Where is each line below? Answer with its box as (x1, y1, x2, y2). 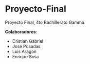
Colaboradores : (5, 29, 37, 34)
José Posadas (12, 43, 41, 49)
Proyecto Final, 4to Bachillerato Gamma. (5, 19, 86, 25)
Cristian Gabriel (12, 38, 44, 44)
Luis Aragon (12, 48, 36, 54)
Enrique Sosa (12, 53, 39, 59)
